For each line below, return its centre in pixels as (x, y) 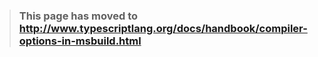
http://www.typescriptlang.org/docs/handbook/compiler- (163, 28)
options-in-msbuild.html (80, 41)
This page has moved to (78, 16)
